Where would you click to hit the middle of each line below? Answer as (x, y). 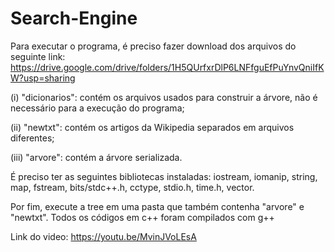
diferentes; (32, 138)
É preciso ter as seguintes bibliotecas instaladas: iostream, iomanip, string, (164, 176)
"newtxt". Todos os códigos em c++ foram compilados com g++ (142, 217)
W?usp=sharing (43, 78)
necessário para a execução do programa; (97, 108)
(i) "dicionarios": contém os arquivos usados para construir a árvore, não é (164, 97)
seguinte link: (38, 56)
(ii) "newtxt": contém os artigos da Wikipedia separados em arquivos (152, 127)
